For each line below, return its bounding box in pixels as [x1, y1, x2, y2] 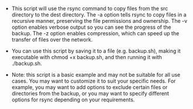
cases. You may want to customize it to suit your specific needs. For [11, 77, 176, 84]
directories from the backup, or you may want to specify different [11, 90, 170, 97]
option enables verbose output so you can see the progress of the [11, 23, 171, 30]
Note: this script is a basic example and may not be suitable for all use [11, 71, 181, 78]
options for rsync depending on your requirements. [11, 96, 135, 103]
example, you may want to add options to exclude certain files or [11, 84, 168, 90]
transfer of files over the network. [11, 36, 93, 43]
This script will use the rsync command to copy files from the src [11, 5, 168, 12]
